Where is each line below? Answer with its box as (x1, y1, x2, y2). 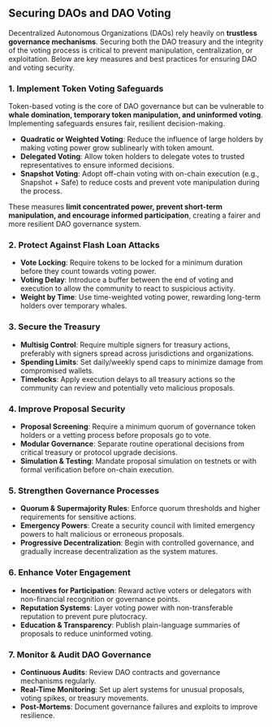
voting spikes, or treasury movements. (19, 693, 149, 703)
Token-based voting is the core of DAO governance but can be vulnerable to (8, 102, 264, 111)
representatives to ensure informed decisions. (19, 160, 175, 170)
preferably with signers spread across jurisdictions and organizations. (19, 348, 254, 358)
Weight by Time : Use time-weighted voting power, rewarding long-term (19, 292, 261, 302)
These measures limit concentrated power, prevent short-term (8, 202, 223, 212)
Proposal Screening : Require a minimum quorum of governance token (19, 422, 256, 431)
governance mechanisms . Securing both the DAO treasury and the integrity (8, 37, 264, 46)
